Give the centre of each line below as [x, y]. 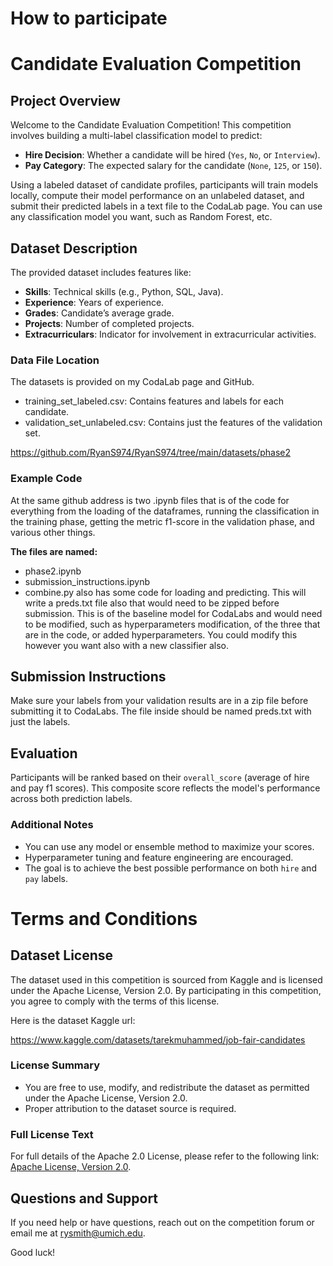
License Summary [55, 1065]
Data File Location [55, 360]
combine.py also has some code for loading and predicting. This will [165, 592]
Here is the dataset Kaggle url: [73, 1020]
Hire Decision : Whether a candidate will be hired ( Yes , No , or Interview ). [172, 155]
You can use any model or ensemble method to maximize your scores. [169, 846]
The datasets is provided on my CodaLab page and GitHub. [132, 382]
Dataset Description [74, 248]
